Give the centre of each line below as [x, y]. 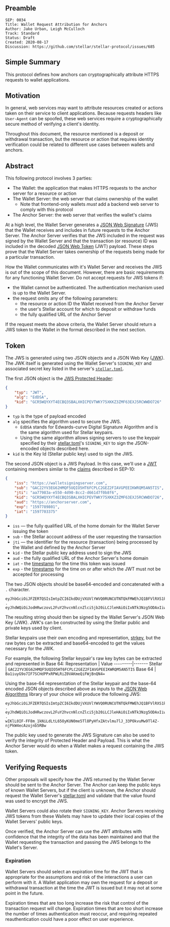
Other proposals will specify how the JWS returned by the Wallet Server [80, 779]
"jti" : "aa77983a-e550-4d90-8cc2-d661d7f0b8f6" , [67, 493]
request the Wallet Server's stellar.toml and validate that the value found [80, 796]
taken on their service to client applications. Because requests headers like [83, 113]
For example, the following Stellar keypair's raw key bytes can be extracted [83, 658]
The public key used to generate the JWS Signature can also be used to [80, 735]
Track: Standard [22, 33]
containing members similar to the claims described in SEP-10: [70, 469]
